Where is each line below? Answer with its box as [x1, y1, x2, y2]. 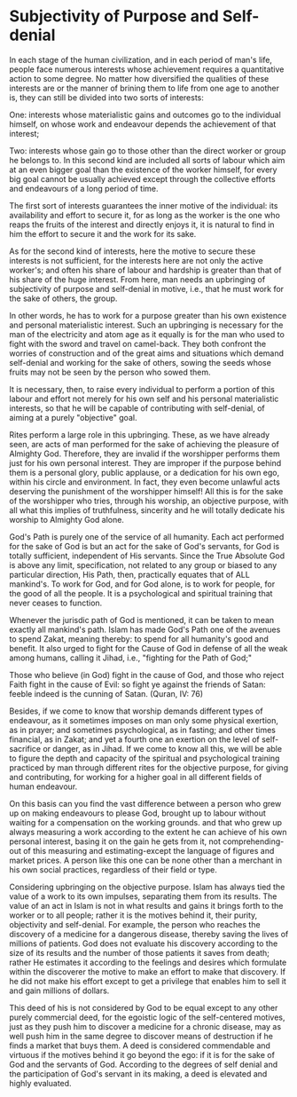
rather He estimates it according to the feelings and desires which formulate [9, 957, 287, 967]
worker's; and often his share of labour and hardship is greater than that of [9, 264, 282, 275]
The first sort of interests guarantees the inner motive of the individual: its [9, 200, 278, 210]
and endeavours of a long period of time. [9, 183, 159, 193]
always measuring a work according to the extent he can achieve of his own [9, 826, 287, 837]
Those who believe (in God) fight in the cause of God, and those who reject [9, 669, 285, 680]
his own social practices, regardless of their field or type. [9, 864, 217, 875]
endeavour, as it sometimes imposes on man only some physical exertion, [9, 714, 279, 725]
